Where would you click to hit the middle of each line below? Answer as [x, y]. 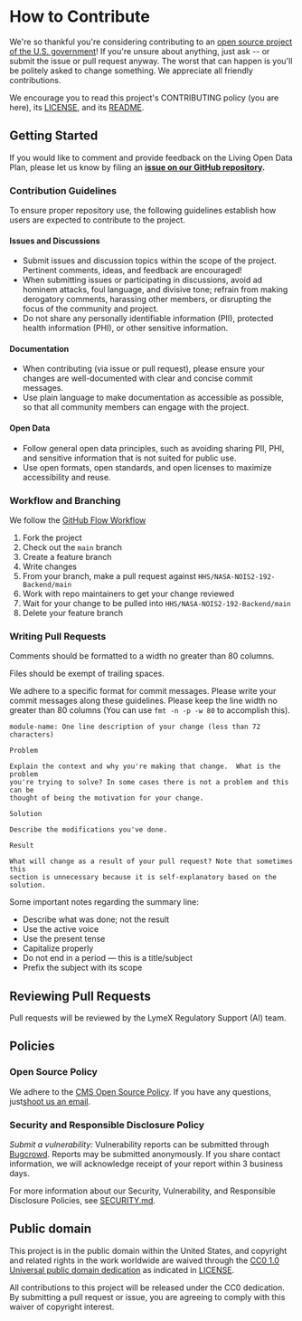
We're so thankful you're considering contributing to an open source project [151, 42]
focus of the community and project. [90, 309]
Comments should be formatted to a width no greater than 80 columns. [142, 656]
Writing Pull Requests [58, 636]
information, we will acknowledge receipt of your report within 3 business [146, 1164]
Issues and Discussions [55, 241]
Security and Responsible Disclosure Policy [107, 1125]
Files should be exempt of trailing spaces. [87, 674]
